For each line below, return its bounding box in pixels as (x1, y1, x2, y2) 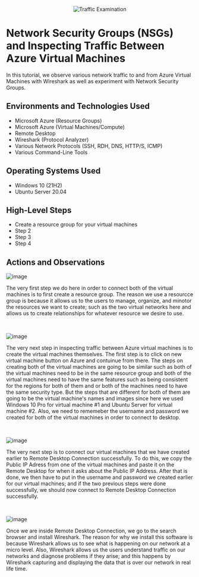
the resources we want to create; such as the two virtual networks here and (6, 303, 191, 311)
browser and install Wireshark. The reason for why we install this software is (6, 534, 193, 541)
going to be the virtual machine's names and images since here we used (6, 395, 184, 402)
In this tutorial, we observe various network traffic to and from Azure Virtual (6, 71, 191, 79)
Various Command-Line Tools (14, 149, 88, 156)
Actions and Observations (6, 257, 105, 267)
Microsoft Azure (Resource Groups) (14, 117, 102, 124)
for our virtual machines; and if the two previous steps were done (6, 480, 166, 487)
